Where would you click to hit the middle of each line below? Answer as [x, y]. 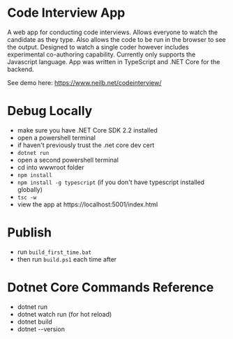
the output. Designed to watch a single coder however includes [98, 47]
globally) [30, 189]
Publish [30, 233]
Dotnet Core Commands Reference [111, 287]
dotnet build [35, 322]
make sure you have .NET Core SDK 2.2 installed [88, 130]
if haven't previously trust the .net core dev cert [86, 145]
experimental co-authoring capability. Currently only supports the [102, 54]
